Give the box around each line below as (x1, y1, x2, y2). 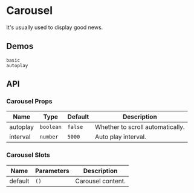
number (39, 134, 59, 140)
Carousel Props (6, 97, 53, 106)
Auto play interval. (94, 132, 146, 141)
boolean (39, 123, 62, 131)
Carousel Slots (6, 151, 50, 159)
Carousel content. (75, 177, 126, 185)
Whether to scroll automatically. (94, 123, 186, 131)
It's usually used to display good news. (6, 24, 103, 31)
